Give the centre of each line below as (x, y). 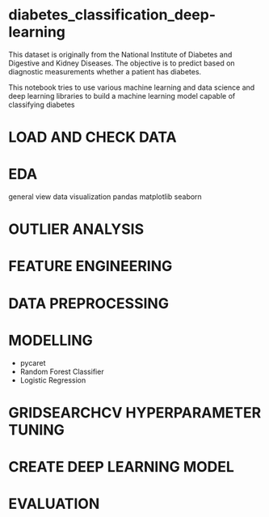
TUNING (36, 430)
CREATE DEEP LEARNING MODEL (121, 466)
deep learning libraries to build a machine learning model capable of (122, 95)
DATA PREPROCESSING (89, 303)
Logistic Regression (53, 380)
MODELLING (50, 340)
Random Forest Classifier (62, 371)
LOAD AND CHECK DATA (92, 137)
